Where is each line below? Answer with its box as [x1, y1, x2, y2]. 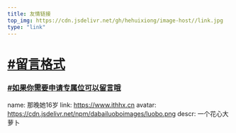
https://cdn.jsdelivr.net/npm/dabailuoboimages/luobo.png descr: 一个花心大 [7, 109, 229, 117]
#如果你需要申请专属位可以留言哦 [7, 83, 122, 93]
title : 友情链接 [7, 10, 51, 18]
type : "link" [7, 23, 46, 30]
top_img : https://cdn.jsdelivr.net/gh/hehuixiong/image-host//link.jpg [7, 17, 223, 24]
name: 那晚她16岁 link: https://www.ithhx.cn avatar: [7, 100, 157, 109]
